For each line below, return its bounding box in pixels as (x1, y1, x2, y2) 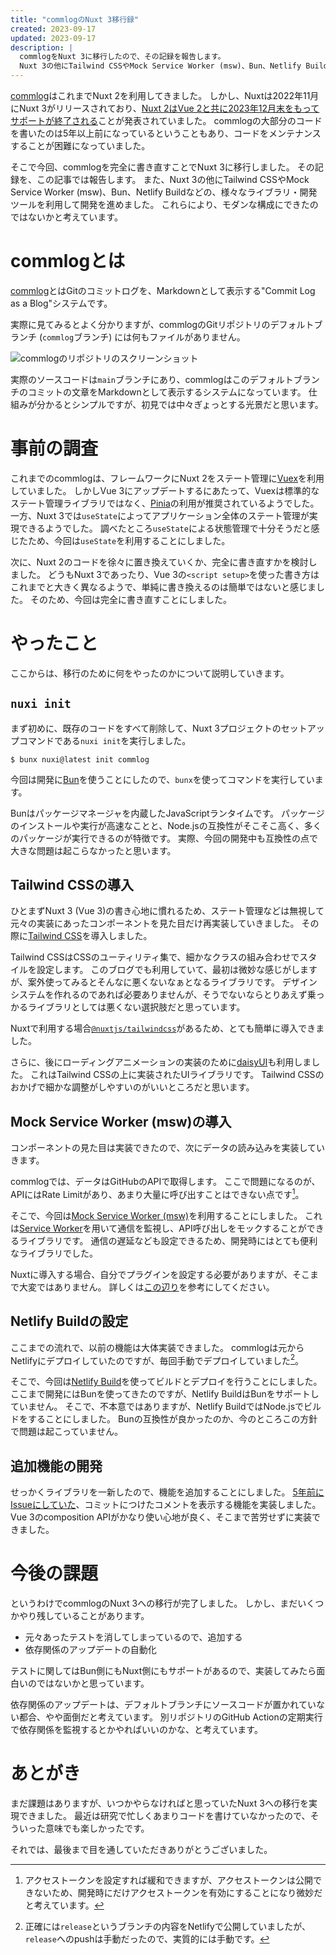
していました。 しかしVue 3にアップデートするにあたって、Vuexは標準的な (10, 484, 320, 496)
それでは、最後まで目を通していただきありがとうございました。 (10, 1844, 273, 1856)
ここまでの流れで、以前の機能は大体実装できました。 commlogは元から (10, 1341, 305, 1353)
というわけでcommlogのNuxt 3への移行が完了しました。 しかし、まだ (10, 1597, 298, 1610)
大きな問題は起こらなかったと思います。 (10, 844, 177, 856)
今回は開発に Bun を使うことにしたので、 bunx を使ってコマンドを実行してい (10, 773, 315, 785)
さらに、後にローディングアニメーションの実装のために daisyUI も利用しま (10, 1056, 312, 1068)
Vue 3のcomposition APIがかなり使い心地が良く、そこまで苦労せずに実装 (10, 1511, 313, 1523)
